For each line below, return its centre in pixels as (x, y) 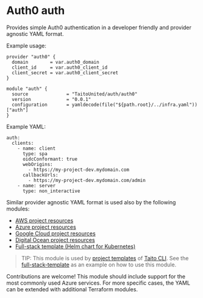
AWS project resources (44, 220)
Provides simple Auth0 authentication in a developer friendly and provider (99, 27)
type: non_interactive (51, 191)
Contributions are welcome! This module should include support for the (96, 276)
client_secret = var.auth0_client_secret (65, 73)
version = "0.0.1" (52, 99)
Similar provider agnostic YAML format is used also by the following (91, 202)
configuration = (41, 105)
